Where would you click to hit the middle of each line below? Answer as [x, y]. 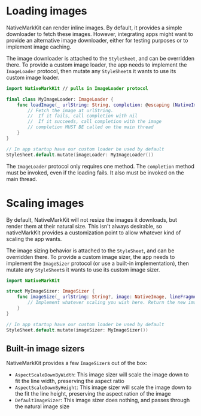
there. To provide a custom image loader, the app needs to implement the [97, 65]
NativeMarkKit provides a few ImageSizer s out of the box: [77, 363]
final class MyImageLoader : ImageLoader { [60, 99]
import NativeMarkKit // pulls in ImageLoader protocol [77, 88]
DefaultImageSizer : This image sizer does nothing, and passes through [102, 400]
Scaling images [45, 203]
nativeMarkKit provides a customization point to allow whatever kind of [94, 233]
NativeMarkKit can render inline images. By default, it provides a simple [94, 28]
